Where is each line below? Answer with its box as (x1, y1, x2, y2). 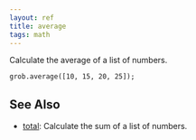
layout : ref (9, 13, 54, 23)
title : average (9, 22, 67, 31)
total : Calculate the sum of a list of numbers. (22, 121, 188, 132)
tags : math (9, 30, 51, 39)
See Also (9, 97, 61, 112)
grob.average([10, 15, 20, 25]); (9, 72, 135, 81)
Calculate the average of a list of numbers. (9, 55, 168, 66)
